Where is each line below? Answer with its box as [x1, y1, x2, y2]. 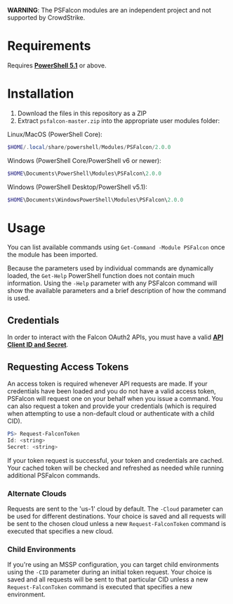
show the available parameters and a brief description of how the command [7, 287, 227, 295]
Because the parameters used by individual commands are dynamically [7, 264, 214, 273]
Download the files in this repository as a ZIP [17, 109, 147, 117]
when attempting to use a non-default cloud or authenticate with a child [7, 409, 215, 418]
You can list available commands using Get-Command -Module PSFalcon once [7, 243, 225, 251]
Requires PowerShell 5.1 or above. [7, 61, 107, 70]
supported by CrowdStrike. [7, 13, 86, 22]
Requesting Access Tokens [7, 361, 129, 373]
